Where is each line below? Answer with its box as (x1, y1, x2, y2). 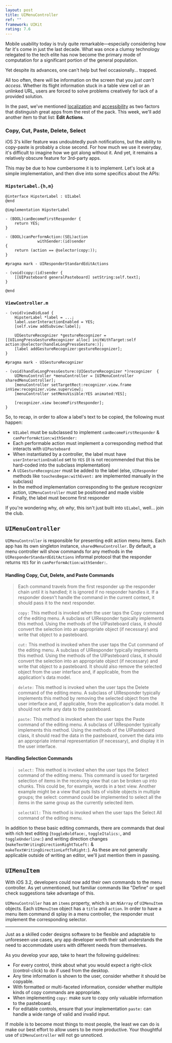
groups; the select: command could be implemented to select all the (17, 794, 162, 800)
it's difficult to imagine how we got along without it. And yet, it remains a (5, 150, 158, 156)
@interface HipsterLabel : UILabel (5, 194, 81, 199)
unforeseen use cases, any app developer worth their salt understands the (5, 937, 163, 943)
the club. (5, 510, 24, 516)
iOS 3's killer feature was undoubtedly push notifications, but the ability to (5, 139, 161, 145)
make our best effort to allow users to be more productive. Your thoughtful (5, 1027, 162, 1033)
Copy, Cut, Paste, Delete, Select (5, 127, 86, 134)
